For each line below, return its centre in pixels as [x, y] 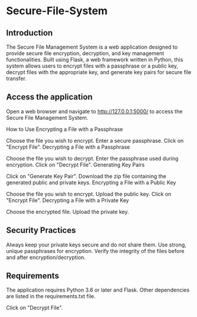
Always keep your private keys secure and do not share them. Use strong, [96, 245]
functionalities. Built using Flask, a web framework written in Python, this [95, 60]
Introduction [30, 33]
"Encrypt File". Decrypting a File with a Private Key [67, 200]
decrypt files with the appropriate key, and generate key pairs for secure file [99, 72]
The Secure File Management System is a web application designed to [92, 47]
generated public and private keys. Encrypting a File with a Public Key [91, 182]
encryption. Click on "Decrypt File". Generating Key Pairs [75, 165]
